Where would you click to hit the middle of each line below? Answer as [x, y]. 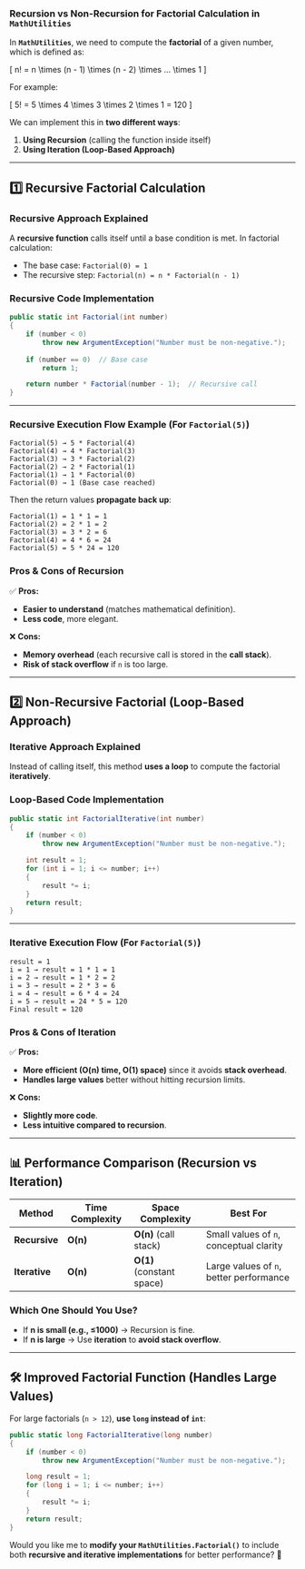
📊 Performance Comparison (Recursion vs [133, 1164]
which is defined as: [47, 52]
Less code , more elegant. [70, 618]
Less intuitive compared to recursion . [94, 1125]
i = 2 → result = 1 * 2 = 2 [63, 977]
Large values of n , [244, 1266]
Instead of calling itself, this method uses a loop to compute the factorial [145, 766]
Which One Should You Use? [74, 1310]
